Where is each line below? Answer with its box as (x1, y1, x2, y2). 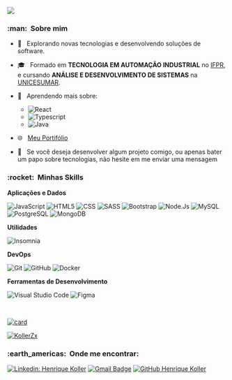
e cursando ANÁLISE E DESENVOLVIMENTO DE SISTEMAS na (17, 71, 198, 80)
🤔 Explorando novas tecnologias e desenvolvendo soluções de (17, 39, 201, 48)
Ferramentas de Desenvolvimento (7, 277, 108, 286)
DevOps (7, 250, 31, 258)
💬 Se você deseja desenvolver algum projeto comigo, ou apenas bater (17, 147, 222, 156)
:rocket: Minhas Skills (7, 173, 84, 182)
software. (17, 47, 45, 55)
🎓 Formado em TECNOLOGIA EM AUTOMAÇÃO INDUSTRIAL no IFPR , (17, 61, 226, 69)
